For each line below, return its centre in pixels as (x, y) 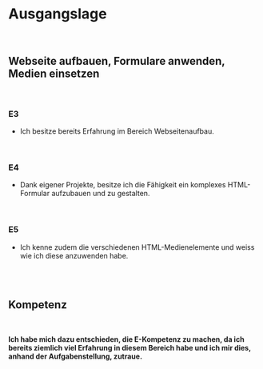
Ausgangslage (58, 14)
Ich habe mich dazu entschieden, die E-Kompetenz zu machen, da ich (127, 339)
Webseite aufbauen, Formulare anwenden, (117, 61)
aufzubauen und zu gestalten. (101, 194)
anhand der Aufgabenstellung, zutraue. (75, 356)
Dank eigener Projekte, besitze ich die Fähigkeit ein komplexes (123, 185)
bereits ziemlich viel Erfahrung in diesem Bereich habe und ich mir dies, (130, 348)
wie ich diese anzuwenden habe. (74, 255)
